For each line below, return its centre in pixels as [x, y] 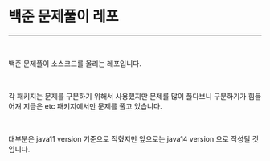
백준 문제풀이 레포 [63, 17]
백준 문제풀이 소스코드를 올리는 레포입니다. [75, 63]
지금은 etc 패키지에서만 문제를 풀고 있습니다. [92, 106]
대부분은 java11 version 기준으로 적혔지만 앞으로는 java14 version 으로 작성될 [129, 138]
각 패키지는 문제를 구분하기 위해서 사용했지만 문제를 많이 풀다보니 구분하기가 [127, 96]
